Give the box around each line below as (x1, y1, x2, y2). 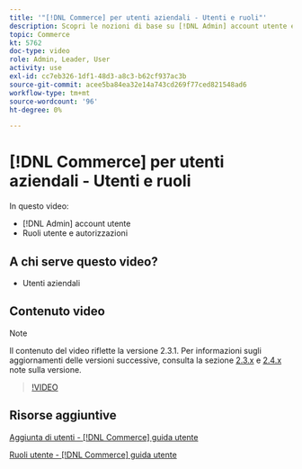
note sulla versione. (9, 364, 83, 374)
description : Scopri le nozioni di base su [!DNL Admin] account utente (9, 22, 288, 31)
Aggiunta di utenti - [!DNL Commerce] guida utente (9, 431, 199, 442)
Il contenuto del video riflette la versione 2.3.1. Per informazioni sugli (9, 345, 262, 356)
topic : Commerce (9, 30, 70, 39)
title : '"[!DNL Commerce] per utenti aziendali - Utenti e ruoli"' (9, 13, 268, 23)
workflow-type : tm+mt (9, 88, 91, 97)
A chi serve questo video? (9, 254, 159, 269)
